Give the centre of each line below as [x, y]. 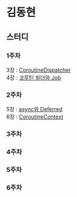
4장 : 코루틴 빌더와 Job [34, 77]
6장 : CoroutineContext [35, 117]
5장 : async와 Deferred [34, 109]
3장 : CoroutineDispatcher [38, 70]
